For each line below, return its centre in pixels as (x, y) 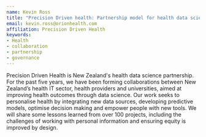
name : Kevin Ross (29, 12)
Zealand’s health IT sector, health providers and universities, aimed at (94, 88)
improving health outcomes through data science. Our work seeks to (93, 95)
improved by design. (32, 127)
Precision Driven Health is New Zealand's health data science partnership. (100, 75)
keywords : (19, 35)
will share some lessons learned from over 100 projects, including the (94, 114)
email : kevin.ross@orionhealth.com (52, 23)
